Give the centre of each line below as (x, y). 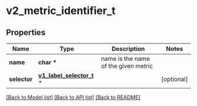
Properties (26, 33)
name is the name (125, 59)
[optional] (174, 79)
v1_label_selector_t (66, 76)
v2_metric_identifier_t (61, 11)
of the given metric (127, 66)
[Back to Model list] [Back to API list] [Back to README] (73, 97)
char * (47, 62)
